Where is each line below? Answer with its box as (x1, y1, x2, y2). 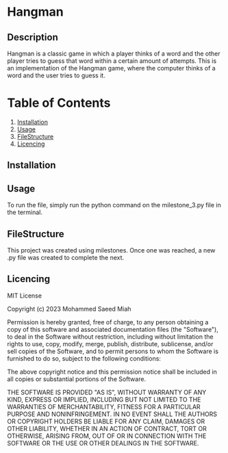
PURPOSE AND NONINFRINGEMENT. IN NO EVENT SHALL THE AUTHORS (7, 410, 218, 418)
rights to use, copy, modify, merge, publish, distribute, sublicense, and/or (7, 339, 214, 348)
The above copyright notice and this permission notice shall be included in (7, 367, 217, 376)
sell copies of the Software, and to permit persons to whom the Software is (7, 347, 219, 355)
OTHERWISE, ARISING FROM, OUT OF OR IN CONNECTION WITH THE (7, 432, 207, 440)
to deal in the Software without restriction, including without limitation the (7, 333, 214, 341)
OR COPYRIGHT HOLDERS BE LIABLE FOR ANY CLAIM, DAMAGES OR (7, 417, 205, 425)
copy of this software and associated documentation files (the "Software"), (7, 325, 219, 333)
